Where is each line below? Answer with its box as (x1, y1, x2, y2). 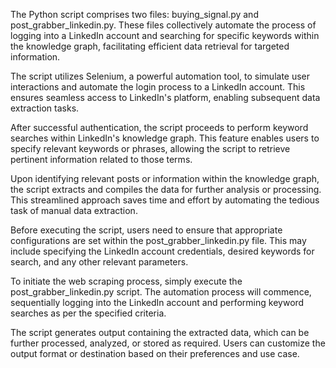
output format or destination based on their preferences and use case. (10, 348, 300, 359)
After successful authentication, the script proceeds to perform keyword (10, 122, 309, 133)
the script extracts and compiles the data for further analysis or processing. (10, 184, 322, 195)
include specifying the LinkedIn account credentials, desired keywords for (10, 245, 315, 257)
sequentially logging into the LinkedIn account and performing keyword (10, 297, 305, 308)
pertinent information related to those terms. (10, 154, 193, 165)
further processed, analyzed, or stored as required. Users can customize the (10, 337, 326, 349)
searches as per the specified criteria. (10, 307, 167, 319)
